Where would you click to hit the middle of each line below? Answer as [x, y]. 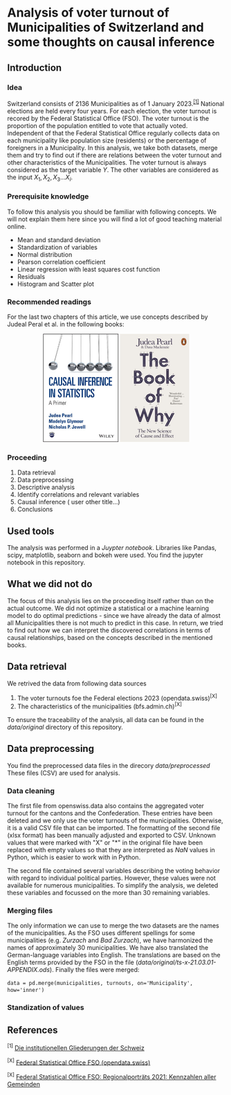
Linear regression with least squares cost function [89, 269]
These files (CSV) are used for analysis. [64, 773]
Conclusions [35, 509]
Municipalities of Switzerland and [105, 27]
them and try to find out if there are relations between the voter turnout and [114, 155]
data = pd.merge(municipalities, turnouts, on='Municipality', [100, 984]
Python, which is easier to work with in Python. [74, 857]
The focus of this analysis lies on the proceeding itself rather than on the [111, 600]
